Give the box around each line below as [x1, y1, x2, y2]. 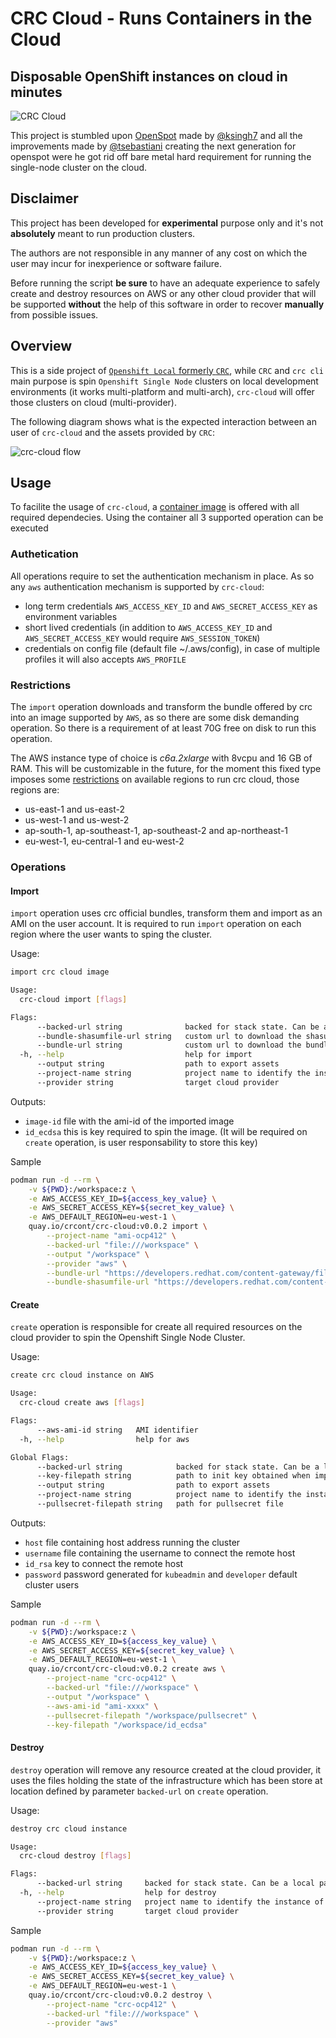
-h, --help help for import [19, 1050, 253, 1060]
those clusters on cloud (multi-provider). [10, 396, 177, 408]
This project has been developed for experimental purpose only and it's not [10, 217, 324, 229]
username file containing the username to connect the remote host [24, 1547, 296, 1559]
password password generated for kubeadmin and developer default [24, 1568, 298, 1580]
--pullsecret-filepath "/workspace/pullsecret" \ [46, 1710, 257, 1721]
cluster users [24, 1578, 80, 1591]
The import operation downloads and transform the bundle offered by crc [10, 701, 313, 713]
